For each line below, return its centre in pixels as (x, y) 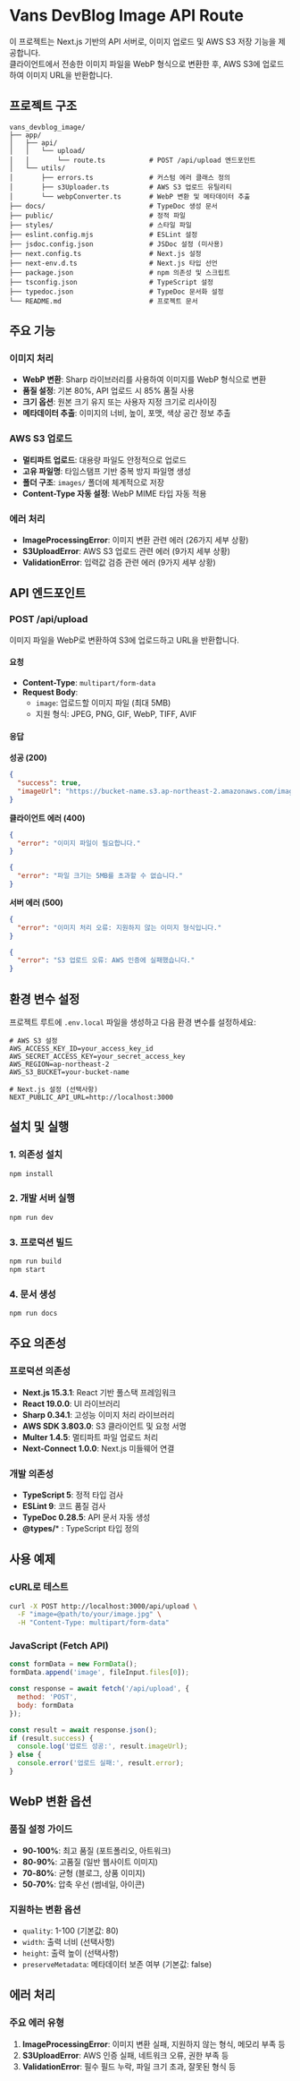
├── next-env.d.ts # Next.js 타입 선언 (114, 263)
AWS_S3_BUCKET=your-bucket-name (69, 1072)
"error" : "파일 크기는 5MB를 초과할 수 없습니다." (100, 876)
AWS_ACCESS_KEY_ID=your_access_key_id (81, 1048)
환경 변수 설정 (45, 999)
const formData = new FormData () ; (74, 1664)
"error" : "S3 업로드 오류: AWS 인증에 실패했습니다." (106, 960)
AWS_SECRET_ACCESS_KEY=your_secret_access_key (97, 1056)
